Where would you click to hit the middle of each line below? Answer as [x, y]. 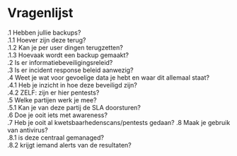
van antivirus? [28, 130]
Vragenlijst [40, 13]
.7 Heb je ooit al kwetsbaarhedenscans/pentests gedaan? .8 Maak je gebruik [119, 122]
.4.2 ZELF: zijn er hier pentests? [53, 92]
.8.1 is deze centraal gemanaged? [56, 137]
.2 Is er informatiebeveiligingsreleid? [60, 62]
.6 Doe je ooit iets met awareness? [58, 115]
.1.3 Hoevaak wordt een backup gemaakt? [68, 55]
